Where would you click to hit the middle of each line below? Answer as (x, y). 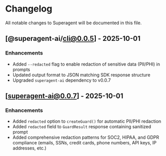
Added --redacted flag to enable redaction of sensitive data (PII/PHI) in (86, 64)
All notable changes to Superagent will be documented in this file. (74, 23)
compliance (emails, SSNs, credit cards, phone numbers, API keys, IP (85, 143)
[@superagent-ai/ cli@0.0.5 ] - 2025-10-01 (73, 39)
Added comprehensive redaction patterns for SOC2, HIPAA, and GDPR (86, 137)
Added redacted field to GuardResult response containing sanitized (82, 127)
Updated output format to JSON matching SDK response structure (81, 75)
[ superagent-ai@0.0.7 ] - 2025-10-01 (64, 96)
